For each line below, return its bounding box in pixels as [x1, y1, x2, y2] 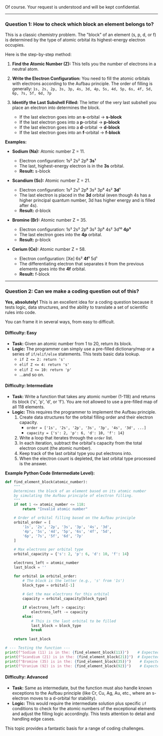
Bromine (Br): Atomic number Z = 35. [12, 217, 87, 223]
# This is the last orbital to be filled [31, 618, 116, 624]
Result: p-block [19, 237, 51, 243]
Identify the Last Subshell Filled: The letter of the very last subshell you [12, 100, 157, 105]
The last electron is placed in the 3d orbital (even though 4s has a [19, 192, 151, 198]
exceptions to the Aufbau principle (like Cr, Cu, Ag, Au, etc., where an [12, 690, 151, 696]
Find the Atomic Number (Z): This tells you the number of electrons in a [12, 61, 156, 67]
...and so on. [19, 371, 45, 377]
